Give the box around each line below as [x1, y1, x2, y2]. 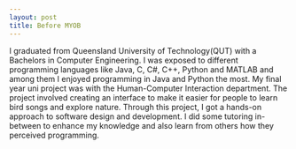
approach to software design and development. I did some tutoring [9, 111, 253, 122]
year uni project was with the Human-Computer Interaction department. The [9, 83, 288, 93]
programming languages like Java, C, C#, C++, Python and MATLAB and [9, 63, 274, 75]
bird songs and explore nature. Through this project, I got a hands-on [9, 101, 262, 112]
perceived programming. [9, 130, 100, 140]
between [9, 120, 42, 130]
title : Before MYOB [9, 21, 82, 30]
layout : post [9, 12, 58, 22]
